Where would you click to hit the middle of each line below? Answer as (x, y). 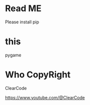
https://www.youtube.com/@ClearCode (45, 97)
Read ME (23, 9)
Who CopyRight (38, 75)
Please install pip (22, 22)
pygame (13, 55)
